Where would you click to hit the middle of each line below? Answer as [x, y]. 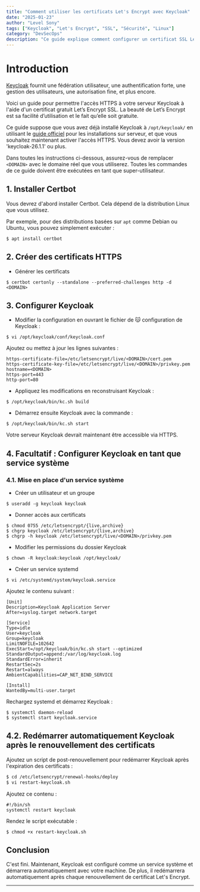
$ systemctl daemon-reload [40, 713]
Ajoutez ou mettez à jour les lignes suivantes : [62, 348]
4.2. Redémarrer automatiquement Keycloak [90, 736]
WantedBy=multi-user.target [41, 691]
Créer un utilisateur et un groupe [55, 493]
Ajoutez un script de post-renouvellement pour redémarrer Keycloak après [98, 759]
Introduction [37, 69]
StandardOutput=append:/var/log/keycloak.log [63, 654]
